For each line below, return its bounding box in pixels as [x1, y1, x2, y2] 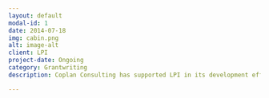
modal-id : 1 [8, 19, 48, 27]
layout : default [8, 11, 62, 20]
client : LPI [8, 49, 48, 57]
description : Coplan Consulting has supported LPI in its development [8, 71, 249, 79]
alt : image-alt [8, 41, 59, 49]
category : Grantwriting [8, 64, 88, 72]
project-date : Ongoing [8, 57, 84, 65]
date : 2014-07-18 [8, 26, 66, 34]
